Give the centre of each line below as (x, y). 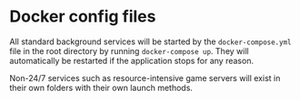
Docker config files (83, 17)
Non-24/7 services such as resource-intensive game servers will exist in (145, 77)
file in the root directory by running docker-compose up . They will (129, 50)
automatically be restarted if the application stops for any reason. (132, 60)
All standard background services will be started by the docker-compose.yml (150, 41)
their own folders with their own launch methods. (101, 87)
